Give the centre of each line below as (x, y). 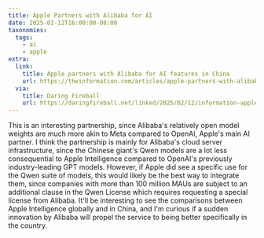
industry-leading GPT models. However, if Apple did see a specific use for (128, 167)
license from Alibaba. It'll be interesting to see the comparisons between (125, 200)
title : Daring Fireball (61, 96)
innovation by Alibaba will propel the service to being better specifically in (128, 218)
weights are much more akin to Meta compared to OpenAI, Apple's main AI (129, 134)
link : (24, 67)
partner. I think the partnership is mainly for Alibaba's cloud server (115, 142)
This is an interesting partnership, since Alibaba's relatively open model (124, 126)
